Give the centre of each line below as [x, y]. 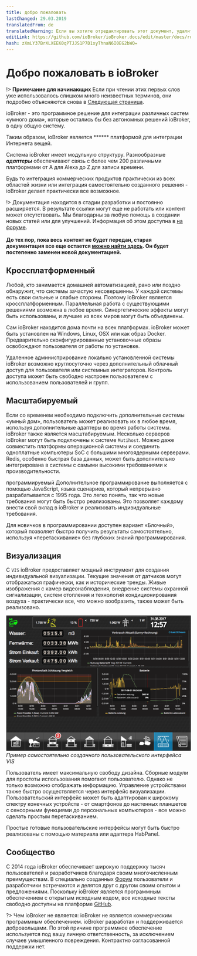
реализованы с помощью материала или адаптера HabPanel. [83, 834]
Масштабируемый [42, 401]
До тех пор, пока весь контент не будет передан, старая [79, 239]
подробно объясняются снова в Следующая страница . [75, 102]
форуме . [17, 227]
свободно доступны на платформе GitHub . [59, 904]
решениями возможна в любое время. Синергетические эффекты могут [97, 310]
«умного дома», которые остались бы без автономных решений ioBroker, [98, 119]
